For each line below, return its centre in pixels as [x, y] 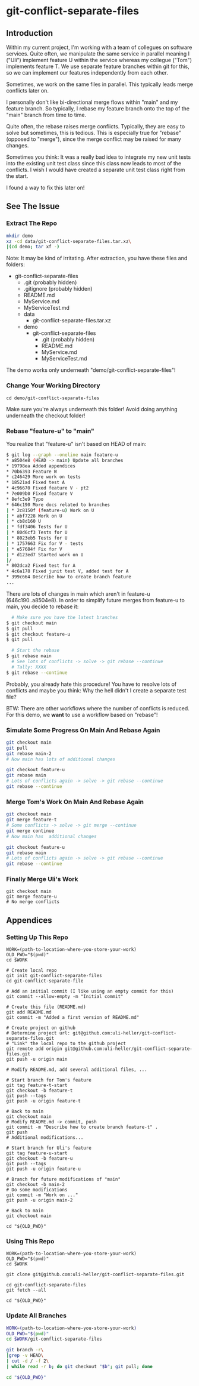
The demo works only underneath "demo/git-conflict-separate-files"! [91, 370]
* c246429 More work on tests [44, 477]
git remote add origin [34, 1049]
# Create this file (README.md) [46, 1007]
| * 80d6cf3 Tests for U [37, 532]
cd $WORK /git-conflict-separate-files [54, 1339]
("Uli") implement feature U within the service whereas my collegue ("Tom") [99, 60]
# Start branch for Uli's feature [49, 1148]
